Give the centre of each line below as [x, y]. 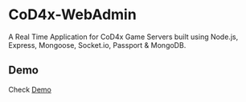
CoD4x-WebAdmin [72, 15]
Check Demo [30, 89]
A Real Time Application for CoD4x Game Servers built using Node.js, [123, 37]
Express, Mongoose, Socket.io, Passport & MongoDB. [97, 45]
